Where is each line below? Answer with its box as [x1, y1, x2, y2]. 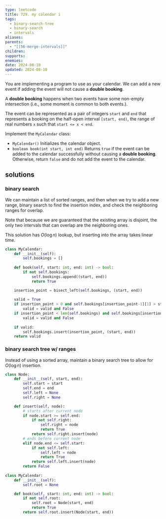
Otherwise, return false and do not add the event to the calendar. [12, 156, 146, 162]
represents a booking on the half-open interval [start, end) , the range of [5, 116, 155, 122]
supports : [5, 53, 26, 59]
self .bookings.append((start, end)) [31, 274, 107, 279]
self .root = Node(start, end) [31, 501, 94, 506]
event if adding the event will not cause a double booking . [5, 86, 124, 92]
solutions [5, 171, 35, 179]
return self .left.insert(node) [31, 459, 96, 464]
